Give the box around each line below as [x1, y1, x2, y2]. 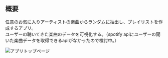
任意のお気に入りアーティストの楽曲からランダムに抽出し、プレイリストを [5, 19, 159, 25]
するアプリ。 [9, 25, 36, 31]
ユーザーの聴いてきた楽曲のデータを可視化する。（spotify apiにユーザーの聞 [5, 31, 160, 37]
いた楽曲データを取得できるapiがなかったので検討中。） [5, 37, 119, 43]
